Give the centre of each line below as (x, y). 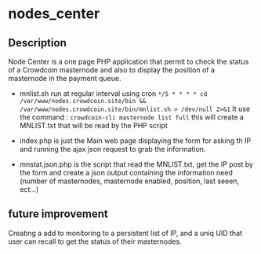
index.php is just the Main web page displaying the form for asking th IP (135, 141)
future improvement (58, 214)
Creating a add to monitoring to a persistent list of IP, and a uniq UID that (125, 233)
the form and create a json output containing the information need (126, 173)
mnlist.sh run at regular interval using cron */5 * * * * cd (113, 94)
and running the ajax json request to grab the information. (112, 149)
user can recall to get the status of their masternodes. (95, 241)
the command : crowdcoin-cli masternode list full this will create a (132, 117)
